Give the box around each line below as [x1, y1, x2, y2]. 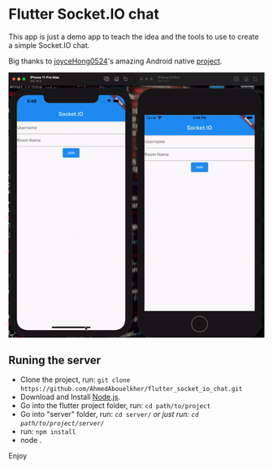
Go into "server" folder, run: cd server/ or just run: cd [19, 410, 199, 419]
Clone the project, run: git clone [19, 375, 131, 384]
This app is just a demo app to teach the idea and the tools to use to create [8, 32, 259, 41]
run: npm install [19, 427, 76, 436]
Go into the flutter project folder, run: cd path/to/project [19, 401, 211, 410]
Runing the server [8, 353, 102, 367]
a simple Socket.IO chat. [8, 40, 90, 50]
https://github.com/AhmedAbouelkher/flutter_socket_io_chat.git [19, 385, 243, 393]
